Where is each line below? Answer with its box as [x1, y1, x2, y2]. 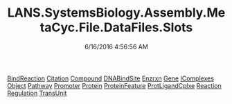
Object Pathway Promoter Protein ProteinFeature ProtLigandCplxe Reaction [7, 81, 222, 89]
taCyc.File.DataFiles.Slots [39, 19, 193, 35]
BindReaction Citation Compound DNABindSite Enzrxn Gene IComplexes [7, 74, 215, 83]
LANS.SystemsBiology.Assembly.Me [7, 5, 226, 21]
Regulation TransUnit [7, 89, 67, 97]
